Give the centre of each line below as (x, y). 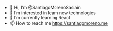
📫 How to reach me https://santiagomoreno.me (59, 23)
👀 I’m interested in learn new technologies (53, 13)
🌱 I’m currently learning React (40, 18)
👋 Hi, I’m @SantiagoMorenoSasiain (45, 8)
